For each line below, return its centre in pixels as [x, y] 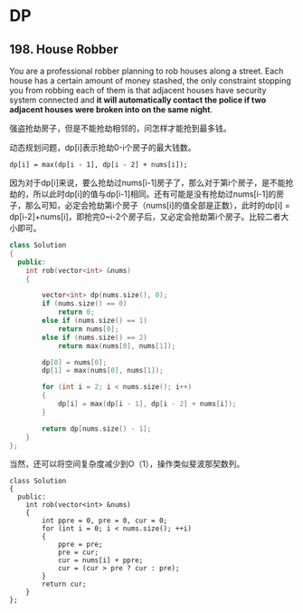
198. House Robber [64, 49]
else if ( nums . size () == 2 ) [95, 337]
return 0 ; [76, 312]
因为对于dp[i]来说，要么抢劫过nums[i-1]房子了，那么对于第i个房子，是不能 [148, 183]
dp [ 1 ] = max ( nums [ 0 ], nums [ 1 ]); [103, 371]
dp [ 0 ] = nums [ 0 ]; [74, 362]
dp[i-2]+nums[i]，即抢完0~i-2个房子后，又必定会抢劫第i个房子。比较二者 [145, 217]
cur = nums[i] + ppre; [100, 560]
